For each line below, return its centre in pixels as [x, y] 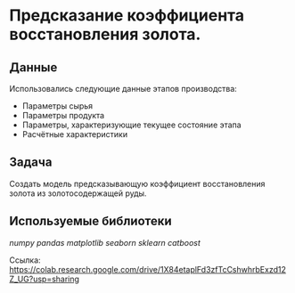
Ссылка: [25, 260]
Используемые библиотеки [90, 221]
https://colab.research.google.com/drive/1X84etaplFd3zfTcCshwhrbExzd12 [148, 269]
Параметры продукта [63, 115]
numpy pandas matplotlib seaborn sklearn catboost [105, 242]
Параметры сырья [57, 106]
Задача [31, 163]
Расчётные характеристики [74, 134]
